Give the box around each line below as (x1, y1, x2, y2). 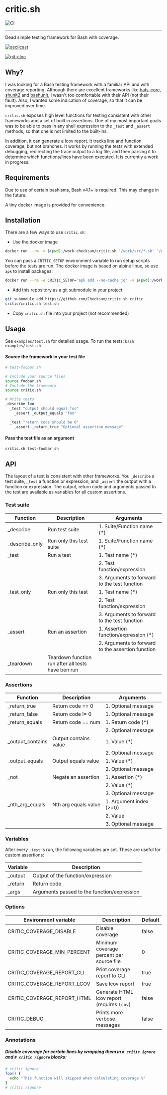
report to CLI (96, 972, 126, 979)
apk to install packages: (5, 268, 53, 274)
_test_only (7, 588, 31, 595)
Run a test (47, 551, 71, 558)
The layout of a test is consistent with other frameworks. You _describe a (5, 473, 155, 479)
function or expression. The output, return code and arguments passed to (5, 484, 156, 490)
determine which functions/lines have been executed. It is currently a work (5, 154, 158, 160)
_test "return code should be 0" (9, 420, 79, 425)
